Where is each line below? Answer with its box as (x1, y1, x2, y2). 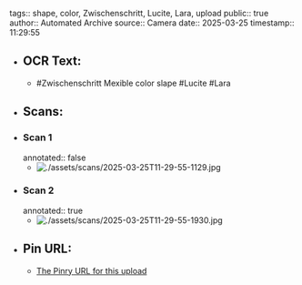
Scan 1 (22, 131, 53, 144)
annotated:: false (22, 152, 86, 163)
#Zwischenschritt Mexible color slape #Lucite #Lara (35, 77, 231, 88)
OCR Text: (22, 54, 82, 69)
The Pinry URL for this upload (35, 265, 147, 276)
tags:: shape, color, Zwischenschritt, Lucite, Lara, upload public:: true (9, 8, 269, 18)
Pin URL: (22, 241, 73, 257)
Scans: (22, 104, 64, 119)
